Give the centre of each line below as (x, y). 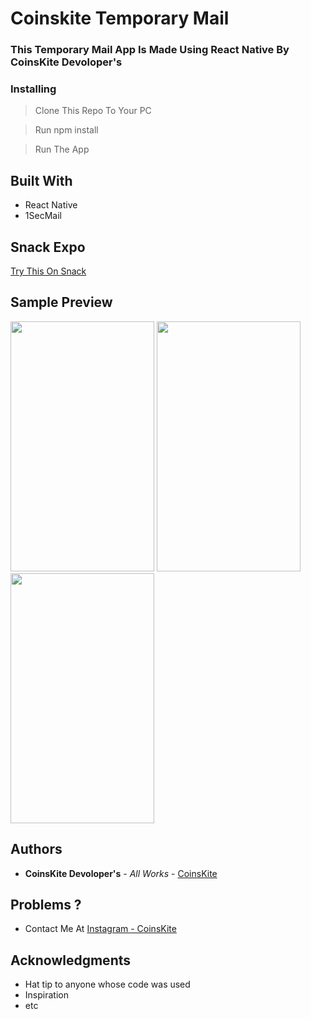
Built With (41, 180)
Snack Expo (48, 247)
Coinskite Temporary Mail (120, 18)
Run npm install (66, 130)
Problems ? (46, 905)
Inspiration (46, 995)
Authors (36, 849)
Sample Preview (61, 302)
